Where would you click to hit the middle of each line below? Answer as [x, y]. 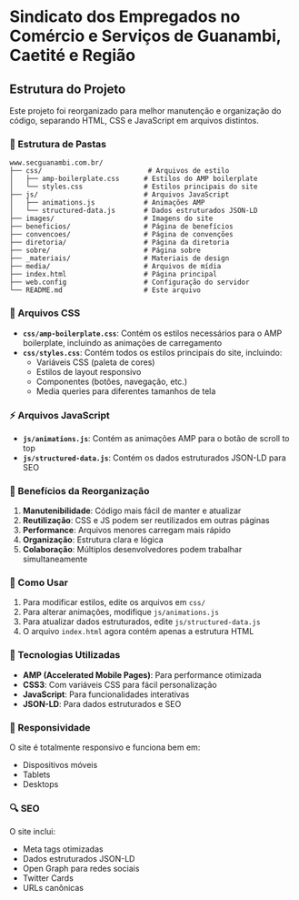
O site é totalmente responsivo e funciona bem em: [105, 747]
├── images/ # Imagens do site [111, 219]
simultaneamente [55, 559]
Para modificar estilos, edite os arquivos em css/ [114, 602]
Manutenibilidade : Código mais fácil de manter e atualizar [132, 511]
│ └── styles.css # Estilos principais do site [134, 187]
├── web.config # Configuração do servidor [130, 283]
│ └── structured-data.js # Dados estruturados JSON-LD [134, 211]
